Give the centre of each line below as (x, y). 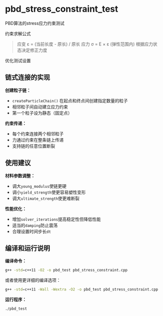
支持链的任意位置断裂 (33, 146)
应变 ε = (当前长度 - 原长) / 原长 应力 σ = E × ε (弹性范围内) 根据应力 (85, 44)
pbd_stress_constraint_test (62, 9)
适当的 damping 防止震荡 (35, 225)
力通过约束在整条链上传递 (38, 140)
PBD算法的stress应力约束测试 (35, 23)
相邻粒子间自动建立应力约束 (40, 107)
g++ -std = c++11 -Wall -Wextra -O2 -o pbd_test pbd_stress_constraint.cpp (82, 290)
